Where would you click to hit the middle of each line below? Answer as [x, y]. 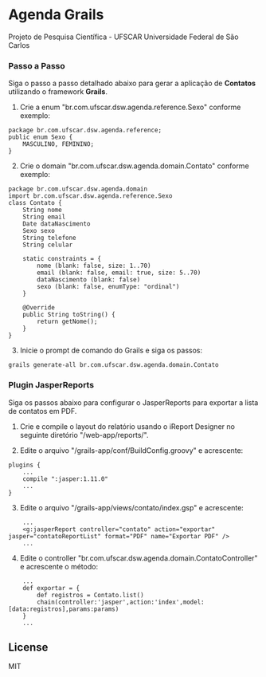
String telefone [50, 238]
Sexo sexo [39, 231]
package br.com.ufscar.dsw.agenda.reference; [85, 130]
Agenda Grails [56, 15]
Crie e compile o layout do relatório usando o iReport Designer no [127, 426]
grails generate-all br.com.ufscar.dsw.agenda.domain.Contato [113, 365]
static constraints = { [62, 259]
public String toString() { [69, 315]
